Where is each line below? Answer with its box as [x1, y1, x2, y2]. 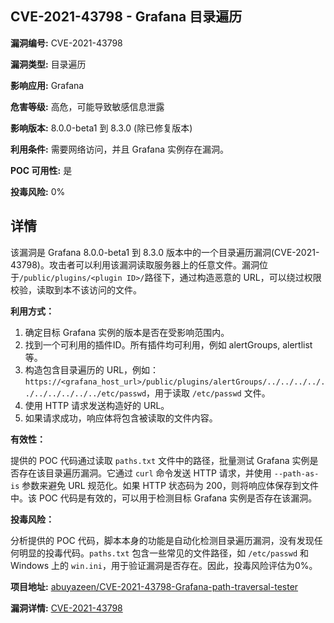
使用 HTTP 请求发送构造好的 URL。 [24, 399, 170, 411]
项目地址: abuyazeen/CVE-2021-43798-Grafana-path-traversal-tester [10, 580, 299, 592]
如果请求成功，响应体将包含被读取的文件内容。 [24, 412, 218, 424]
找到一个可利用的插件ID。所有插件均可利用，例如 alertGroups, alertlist [24, 338, 313, 351]
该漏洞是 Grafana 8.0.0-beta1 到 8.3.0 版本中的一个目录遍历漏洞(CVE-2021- [10, 246, 320, 258]
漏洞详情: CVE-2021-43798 [10, 602, 123, 614]
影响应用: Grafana [10, 79, 85, 91]
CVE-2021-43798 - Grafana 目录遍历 [10, 8, 243, 26]
